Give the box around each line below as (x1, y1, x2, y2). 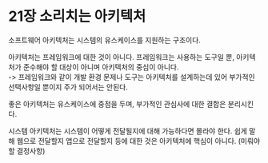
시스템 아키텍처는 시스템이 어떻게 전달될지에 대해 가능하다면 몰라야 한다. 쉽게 (8, 125, 248, 136)
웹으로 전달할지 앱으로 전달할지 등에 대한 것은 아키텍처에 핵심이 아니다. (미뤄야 (16, 136, 261, 145)
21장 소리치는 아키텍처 (8, 7, 146, 26)
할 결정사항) (8, 145, 46, 156)
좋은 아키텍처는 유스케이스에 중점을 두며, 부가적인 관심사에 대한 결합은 (8, 99, 226, 109)
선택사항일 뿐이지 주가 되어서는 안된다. (8, 81, 128, 92)
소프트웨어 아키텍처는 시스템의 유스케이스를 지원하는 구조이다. (8, 35, 202, 45)
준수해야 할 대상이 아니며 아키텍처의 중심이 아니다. (22, 62, 179, 72)
